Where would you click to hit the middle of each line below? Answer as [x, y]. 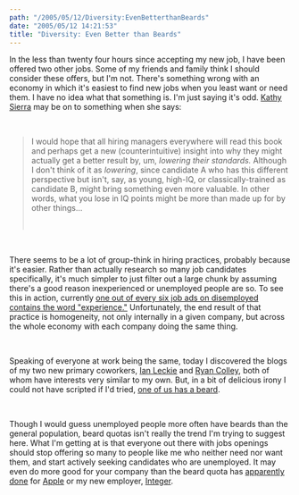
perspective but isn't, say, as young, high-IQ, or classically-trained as [158, 180]
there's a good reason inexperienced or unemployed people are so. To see [146, 289]
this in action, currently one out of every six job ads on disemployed [134, 298]
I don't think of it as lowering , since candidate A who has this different [159, 170]
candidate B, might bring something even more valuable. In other [150, 189]
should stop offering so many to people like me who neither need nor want [146, 453]
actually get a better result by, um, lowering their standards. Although [159, 161]
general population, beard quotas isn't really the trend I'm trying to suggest [147, 433]
